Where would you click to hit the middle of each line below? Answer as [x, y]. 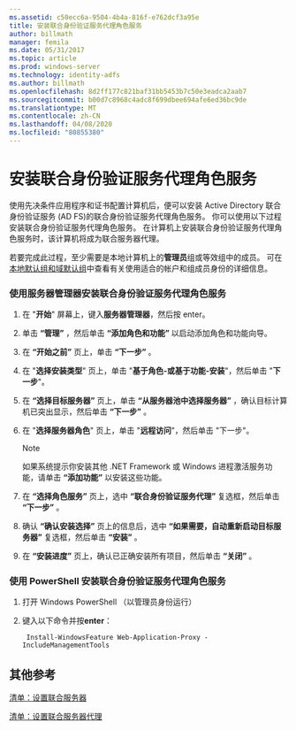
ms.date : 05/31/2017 [47, 50]
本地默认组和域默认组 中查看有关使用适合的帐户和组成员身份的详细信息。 [140, 268]
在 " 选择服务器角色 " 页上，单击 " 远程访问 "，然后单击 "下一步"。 [138, 431]
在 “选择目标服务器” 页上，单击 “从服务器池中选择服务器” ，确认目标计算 [155, 401]
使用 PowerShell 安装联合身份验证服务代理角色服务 [118, 581]
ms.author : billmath [47, 83]
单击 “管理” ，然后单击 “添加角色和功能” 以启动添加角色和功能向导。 [147, 334]
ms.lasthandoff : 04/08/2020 [61, 125]
